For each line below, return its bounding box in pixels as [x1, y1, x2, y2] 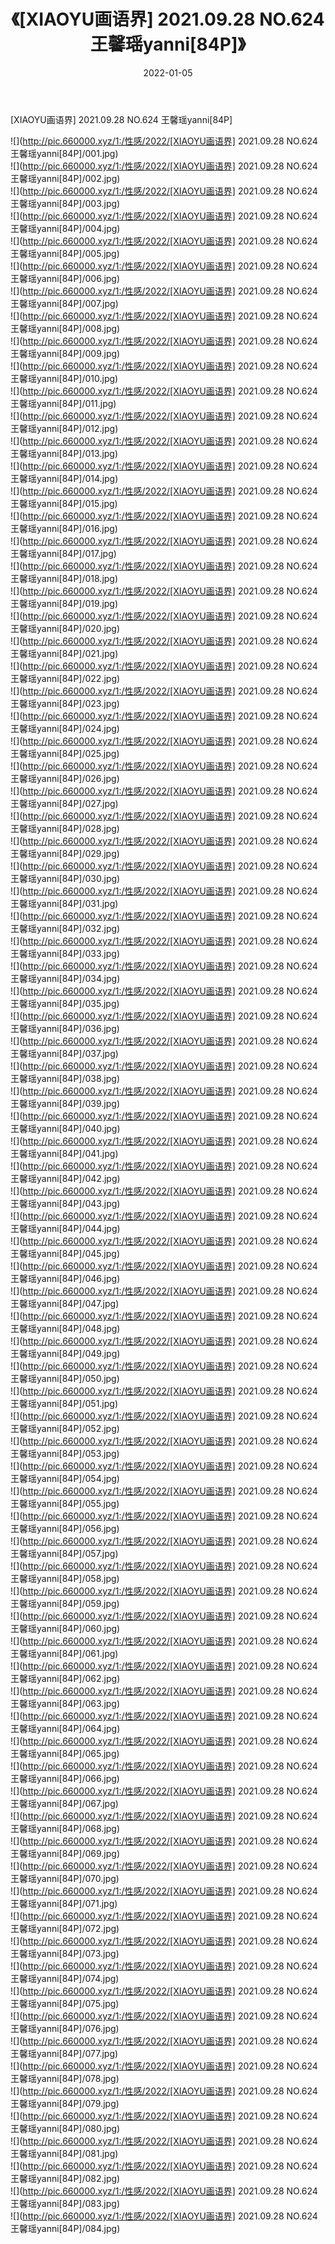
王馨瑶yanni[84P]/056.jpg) [10, 1522, 120, 1534]
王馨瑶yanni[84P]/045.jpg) [10, 1247, 120, 1259]
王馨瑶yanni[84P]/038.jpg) [10, 1072, 121, 1084]
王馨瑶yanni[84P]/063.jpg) [10, 1697, 121, 1709]
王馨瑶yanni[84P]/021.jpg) [10, 647, 119, 659]
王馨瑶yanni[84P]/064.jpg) [10, 1722, 121, 1734]
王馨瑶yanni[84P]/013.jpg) [10, 447, 119, 459]
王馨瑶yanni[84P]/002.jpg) [10, 172, 121, 184]
